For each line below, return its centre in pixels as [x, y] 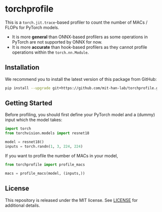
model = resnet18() [25, 142]
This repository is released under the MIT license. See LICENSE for [72, 200]
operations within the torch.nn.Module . [50, 52]
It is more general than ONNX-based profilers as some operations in [80, 37]
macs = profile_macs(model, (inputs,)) [45, 173]
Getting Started [29, 103]
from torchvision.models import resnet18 [47, 133]
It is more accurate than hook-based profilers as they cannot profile [80, 47]
